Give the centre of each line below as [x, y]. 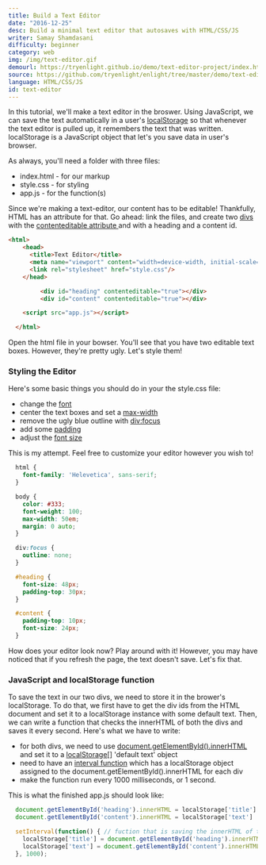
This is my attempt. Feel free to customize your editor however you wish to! [131, 453]
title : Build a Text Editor [55, 15]
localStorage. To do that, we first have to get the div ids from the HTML [124, 705]
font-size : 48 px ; [51, 584]
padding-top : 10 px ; [55, 621]
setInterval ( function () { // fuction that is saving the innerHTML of [134, 831]
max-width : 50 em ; [51, 519]
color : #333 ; [44, 504]
